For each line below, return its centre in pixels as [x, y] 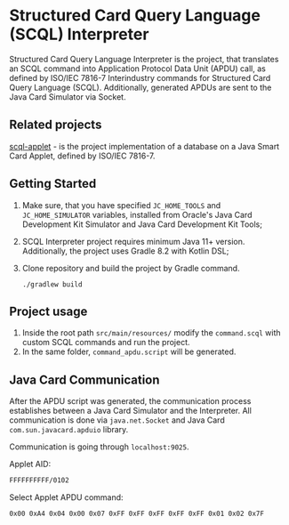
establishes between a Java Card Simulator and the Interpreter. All [130, 411]
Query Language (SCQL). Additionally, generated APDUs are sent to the [140, 87]
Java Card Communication [84, 380]
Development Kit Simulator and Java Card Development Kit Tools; [142, 224]
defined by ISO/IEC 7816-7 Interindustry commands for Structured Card [140, 77]
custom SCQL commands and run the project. [106, 343]
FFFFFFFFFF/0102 [39, 481]
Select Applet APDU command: [66, 497]
